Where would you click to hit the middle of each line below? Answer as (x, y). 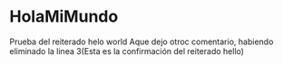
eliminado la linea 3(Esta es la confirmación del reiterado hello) (127, 51)
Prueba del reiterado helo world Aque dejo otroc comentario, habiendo (141, 42)
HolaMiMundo (64, 17)
